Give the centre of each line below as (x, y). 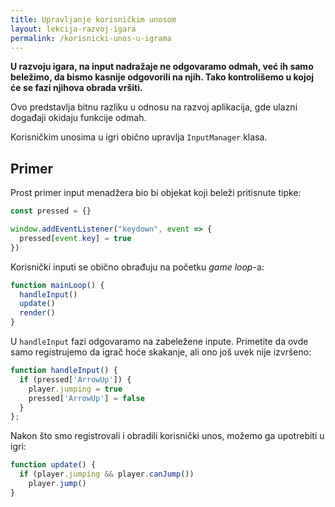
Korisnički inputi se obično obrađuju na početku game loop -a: (137, 267)
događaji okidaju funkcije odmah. (78, 118)
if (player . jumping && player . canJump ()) (107, 474)
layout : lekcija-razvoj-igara (73, 29)
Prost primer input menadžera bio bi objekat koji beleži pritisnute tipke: (156, 193)
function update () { (53, 465)
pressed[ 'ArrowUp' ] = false (86, 398)
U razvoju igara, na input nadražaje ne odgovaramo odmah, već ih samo (162, 67)
